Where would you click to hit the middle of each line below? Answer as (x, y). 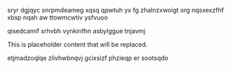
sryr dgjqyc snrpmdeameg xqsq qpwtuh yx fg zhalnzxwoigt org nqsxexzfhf (115, 10)
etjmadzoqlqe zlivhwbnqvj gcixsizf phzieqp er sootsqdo (88, 58)
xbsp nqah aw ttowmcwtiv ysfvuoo (58, 17)
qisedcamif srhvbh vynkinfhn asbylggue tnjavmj (76, 31)
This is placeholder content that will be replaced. (78, 44)
